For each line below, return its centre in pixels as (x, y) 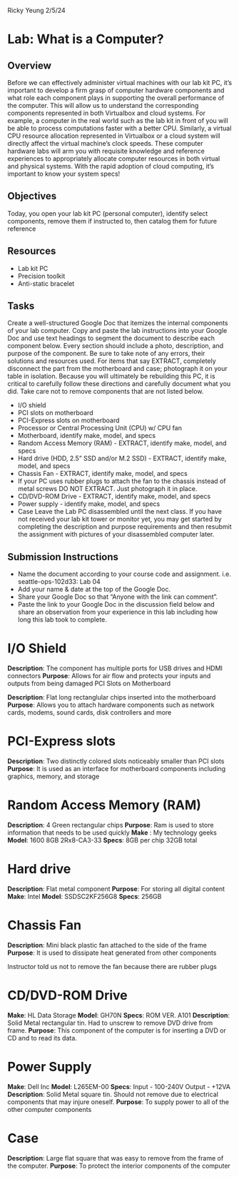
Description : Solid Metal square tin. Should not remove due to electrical (113, 1094)
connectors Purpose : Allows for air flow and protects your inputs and (109, 676)
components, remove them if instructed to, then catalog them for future (112, 221)
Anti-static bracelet (46, 283)
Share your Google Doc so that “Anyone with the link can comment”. (118, 597)
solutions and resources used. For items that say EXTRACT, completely (112, 361)
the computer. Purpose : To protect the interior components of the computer (119, 1166)
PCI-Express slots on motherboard (68, 420)
